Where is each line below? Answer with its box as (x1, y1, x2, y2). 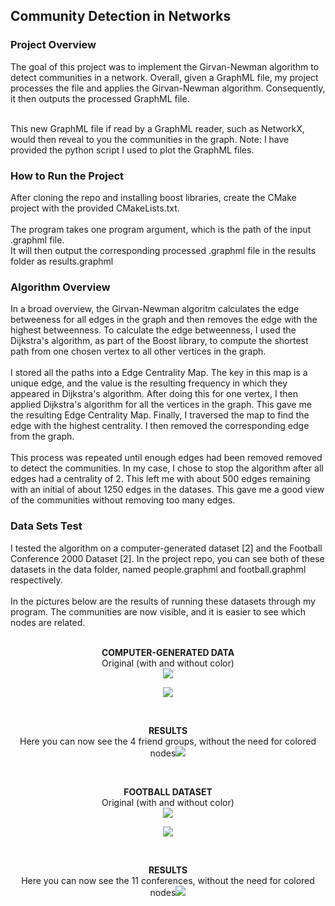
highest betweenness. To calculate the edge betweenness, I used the (10, 324, 297, 336)
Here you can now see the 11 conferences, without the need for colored (21, 874, 315, 886)
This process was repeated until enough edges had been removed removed (10, 452, 323, 464)
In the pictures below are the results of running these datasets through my (10, 595, 316, 607)
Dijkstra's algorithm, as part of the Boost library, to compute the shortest (10, 335, 309, 347)
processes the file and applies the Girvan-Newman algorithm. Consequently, (10, 82, 326, 94)
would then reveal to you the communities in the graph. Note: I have (10, 133, 290, 145)
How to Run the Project (10, 169, 125, 183)
